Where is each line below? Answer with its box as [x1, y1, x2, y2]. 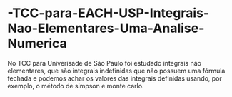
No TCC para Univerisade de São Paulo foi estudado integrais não [7, 58, 202, 67]
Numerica [7, 36, 68, 51]
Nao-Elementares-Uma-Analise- [7, 20, 205, 36]
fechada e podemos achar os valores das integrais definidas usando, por [7, 73, 223, 83]
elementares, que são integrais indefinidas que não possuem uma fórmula [7, 66, 226, 75]
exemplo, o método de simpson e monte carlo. [7, 81, 144, 90]
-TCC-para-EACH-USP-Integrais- [7, 5, 210, 21]
